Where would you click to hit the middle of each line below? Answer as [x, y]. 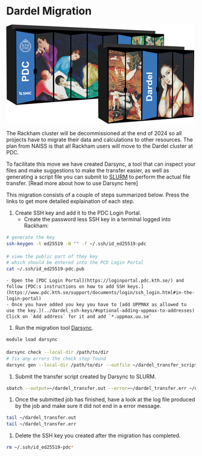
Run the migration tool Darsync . [54, 328]
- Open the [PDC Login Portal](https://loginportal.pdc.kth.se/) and [95, 281]
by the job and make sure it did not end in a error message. [88, 406]
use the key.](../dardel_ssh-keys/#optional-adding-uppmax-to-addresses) [101, 311]
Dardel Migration [49, 11]
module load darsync [32, 340]
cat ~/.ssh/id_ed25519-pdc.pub [45, 269]
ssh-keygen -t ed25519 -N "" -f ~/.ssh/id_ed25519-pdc [76, 244]
